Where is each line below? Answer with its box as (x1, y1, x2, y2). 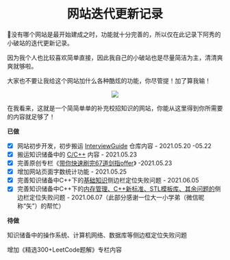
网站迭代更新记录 (66, 6, 163, 22)
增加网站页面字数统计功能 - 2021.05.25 (16, 167, 127, 176)
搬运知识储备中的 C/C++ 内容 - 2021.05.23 (16, 150, 138, 158)
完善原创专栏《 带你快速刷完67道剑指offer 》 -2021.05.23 (16, 159, 172, 167)
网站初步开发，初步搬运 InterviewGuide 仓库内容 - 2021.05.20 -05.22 (16, 141, 212, 150)
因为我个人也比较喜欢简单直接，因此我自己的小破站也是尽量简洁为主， (7, 53, 205, 62)
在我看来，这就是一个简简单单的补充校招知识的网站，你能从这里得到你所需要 (7, 104, 223, 112)
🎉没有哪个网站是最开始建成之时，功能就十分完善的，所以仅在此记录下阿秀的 (7, 30, 221, 38)
